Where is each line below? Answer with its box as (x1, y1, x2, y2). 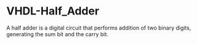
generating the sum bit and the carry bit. (6, 30, 109, 37)
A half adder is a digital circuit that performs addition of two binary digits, (6, 24, 191, 31)
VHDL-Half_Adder (6, 4, 99, 18)
